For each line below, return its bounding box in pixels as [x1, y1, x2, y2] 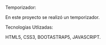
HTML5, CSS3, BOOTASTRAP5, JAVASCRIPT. [5, 34, 101, 40]
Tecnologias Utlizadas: [5, 24, 53, 30]
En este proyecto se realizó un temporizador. [5, 14, 100, 20]
